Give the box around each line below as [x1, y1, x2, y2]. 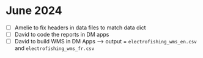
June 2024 [6, 4, 62, 18]
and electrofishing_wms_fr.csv [14, 45, 95, 52]
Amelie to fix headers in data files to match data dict [14, 24, 146, 31]
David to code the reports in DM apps [14, 31, 109, 38]
